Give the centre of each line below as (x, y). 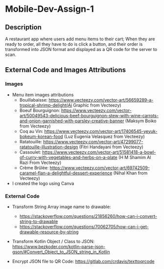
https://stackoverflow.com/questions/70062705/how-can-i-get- (84, 226)
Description (23, 27)
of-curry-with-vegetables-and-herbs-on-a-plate (68, 157)
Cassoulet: (30, 152)
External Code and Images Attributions (66, 70)
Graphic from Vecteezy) (97, 105)
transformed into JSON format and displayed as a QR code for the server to (81, 49)
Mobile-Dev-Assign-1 (49, 9)
